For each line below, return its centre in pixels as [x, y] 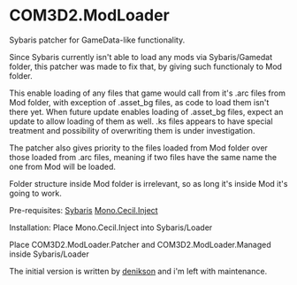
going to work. [35, 193]
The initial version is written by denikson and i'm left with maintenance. [138, 271]
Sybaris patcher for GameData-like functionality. [97, 40]
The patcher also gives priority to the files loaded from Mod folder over [138, 148]
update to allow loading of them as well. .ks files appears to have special [141, 121]
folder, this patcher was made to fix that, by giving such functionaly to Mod [146, 66]
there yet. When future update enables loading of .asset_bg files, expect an [146, 112]
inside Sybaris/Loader [49, 254]
